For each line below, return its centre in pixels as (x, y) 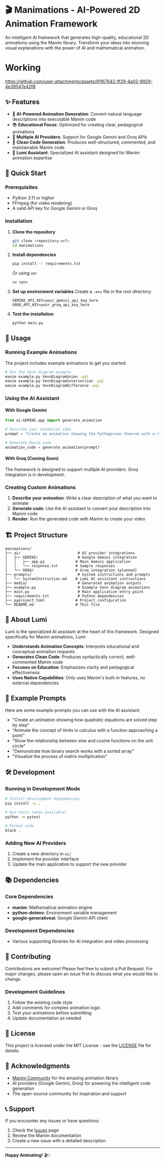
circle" (19, 746)
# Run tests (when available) (36, 813)
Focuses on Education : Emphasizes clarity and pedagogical (73, 667)
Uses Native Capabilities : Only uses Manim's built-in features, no (79, 677)
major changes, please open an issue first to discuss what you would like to (82, 974)
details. (13, 1050)
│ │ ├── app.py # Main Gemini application (68, 562)
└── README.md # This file (52, 605)
